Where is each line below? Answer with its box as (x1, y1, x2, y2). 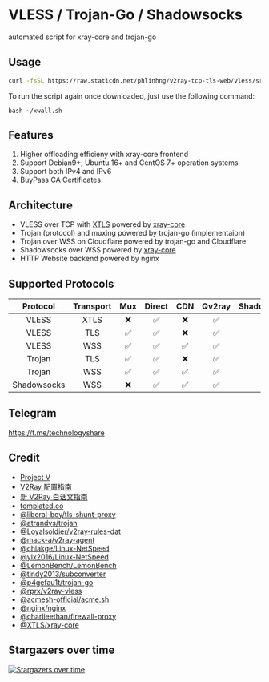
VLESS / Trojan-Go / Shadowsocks (8, 6, 243, 24)
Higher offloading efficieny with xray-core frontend (19, 150, 189, 159)
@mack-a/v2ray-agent (19, 535, 95, 544)
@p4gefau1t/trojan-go (19, 577, 94, 587)
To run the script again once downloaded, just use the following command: (8, 91, 255, 101)
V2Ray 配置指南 (19, 482, 72, 491)
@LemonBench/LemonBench (19, 560, 118, 570)
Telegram (8, 406, 57, 420)
